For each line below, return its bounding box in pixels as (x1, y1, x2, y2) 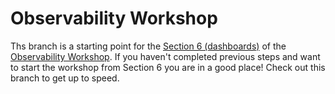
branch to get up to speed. (10, 72, 120, 84)
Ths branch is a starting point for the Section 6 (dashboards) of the (10, 40, 287, 52)
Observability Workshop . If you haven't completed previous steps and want (10, 50, 321, 62)
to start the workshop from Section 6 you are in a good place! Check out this (10, 61, 326, 73)
